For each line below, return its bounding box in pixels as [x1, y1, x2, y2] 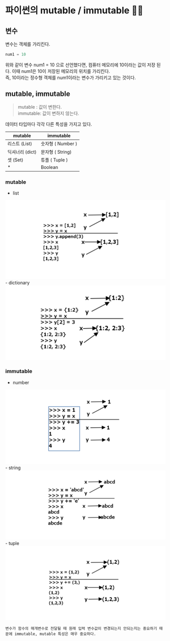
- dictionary [5, 279, 30, 286]
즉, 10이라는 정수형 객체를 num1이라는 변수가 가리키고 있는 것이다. [5, 75, 136, 81]
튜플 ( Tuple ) [40, 157, 68, 163]
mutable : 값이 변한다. [17, 104, 62, 110]
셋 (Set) [7, 157, 24, 163]
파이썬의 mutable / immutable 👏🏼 [5, 5, 144, 16]
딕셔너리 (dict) [7, 149, 37, 155]
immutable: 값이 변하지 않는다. [17, 110, 79, 116]
